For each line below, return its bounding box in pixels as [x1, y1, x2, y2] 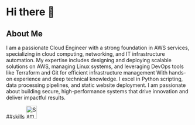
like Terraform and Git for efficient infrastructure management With [6, 69, 168, 76]
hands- [169, 69, 186, 76]
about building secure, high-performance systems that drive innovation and [6, 88, 189, 94]
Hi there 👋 [6, 5, 54, 19]
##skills [6, 113, 25, 120]
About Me [6, 29, 43, 39]
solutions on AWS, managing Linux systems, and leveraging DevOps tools [6, 63, 184, 70]
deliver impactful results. [6, 94, 66, 101]
